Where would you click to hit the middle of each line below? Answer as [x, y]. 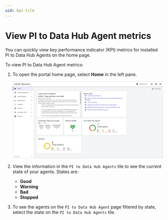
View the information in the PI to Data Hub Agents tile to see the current [87, 167]
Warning [29, 187]
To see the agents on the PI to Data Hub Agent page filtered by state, [84, 207]
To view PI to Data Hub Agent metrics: [44, 64]
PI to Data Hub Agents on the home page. [48, 55]
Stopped [29, 198]
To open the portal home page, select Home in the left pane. [75, 74]
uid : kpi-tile [20, 10]
